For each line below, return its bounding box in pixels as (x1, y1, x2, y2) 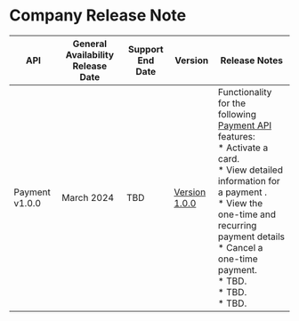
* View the (217, 197, 263, 209)
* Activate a (217, 141, 269, 154)
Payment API (217, 119, 272, 132)
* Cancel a (217, 241, 263, 253)
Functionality (217, 85, 272, 98)
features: (217, 130, 255, 142)
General (72, 37, 108, 50)
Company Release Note (9, 5, 187, 26)
